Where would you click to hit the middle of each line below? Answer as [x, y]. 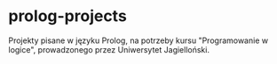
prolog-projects [68, 16]
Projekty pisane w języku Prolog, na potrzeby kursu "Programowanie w [138, 40]
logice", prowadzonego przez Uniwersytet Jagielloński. [109, 49]
